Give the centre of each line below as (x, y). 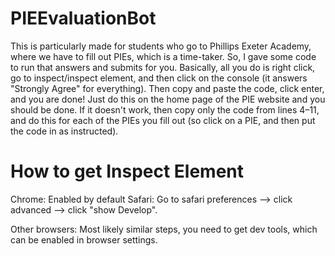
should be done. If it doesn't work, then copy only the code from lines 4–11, (165, 109)
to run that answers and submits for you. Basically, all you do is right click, (163, 67)
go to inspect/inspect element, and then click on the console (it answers (159, 78)
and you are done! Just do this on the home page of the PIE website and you (168, 99)
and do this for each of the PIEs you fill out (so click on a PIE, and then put (163, 120)
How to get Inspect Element (127, 171)
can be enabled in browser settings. (84, 239)
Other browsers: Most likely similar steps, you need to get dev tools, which (164, 229)
